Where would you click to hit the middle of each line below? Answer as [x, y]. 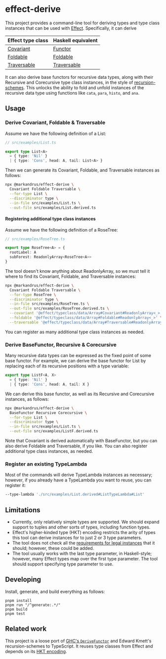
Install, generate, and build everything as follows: [55, 592]
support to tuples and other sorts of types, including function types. [81, 527]
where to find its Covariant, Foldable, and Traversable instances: [71, 276]
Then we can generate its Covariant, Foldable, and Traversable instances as [82, 170]
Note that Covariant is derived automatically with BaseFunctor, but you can [81, 441]
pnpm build [16, 609]
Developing [23, 579]
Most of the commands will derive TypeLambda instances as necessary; [79, 475]
